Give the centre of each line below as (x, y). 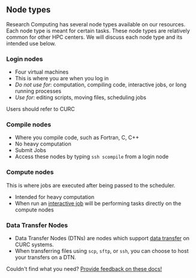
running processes (38, 91)
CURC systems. (34, 244)
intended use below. (31, 43)
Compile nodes (29, 125)
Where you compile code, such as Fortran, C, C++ (77, 138)
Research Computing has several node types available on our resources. (96, 24)
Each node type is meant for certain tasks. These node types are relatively (98, 31)
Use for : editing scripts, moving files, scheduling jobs (81, 98)
